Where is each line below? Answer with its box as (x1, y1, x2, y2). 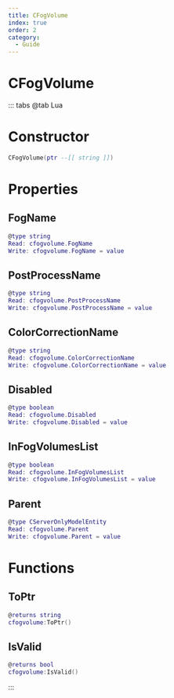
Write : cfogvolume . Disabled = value (8, 418, 128, 426)
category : (8, 33, 41, 42)
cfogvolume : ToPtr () (8, 618, 72, 627)
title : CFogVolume (8, 11, 68, 20)
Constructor (8, 128, 90, 146)
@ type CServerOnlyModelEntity (8, 518, 107, 526)
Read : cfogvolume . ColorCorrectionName (8, 354, 135, 362)
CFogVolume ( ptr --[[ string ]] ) (8, 154, 114, 162)
